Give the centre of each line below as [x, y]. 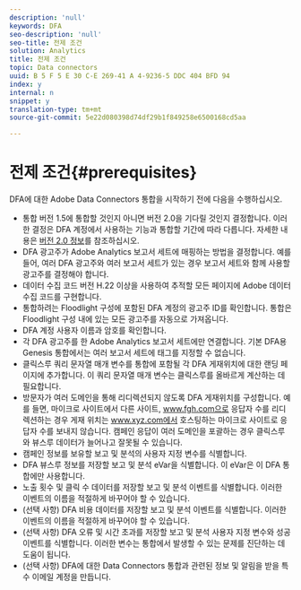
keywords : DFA [36, 26]
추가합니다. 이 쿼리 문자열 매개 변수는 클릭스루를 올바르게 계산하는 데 [166, 375]
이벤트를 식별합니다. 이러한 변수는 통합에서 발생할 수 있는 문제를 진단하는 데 [154, 543]
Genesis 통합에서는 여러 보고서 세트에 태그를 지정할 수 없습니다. [134, 353]
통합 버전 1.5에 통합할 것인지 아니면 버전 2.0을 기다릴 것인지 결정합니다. [146, 218]
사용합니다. [65, 476]
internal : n [31, 92]
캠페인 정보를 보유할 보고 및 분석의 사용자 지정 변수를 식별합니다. [134, 454]
